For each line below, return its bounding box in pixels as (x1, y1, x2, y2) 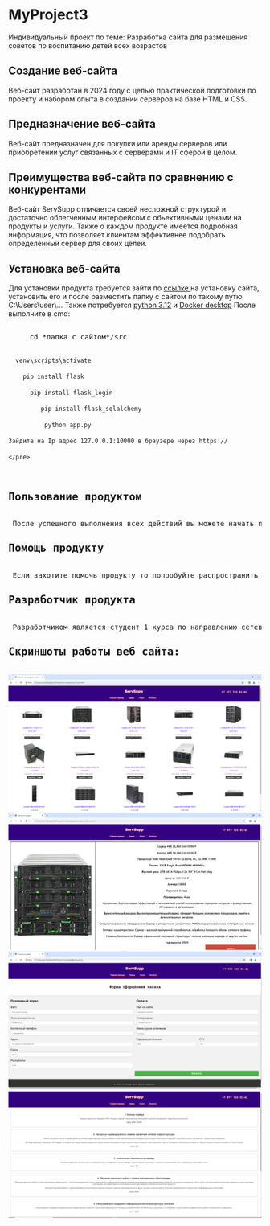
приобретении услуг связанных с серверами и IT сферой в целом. (8, 147, 238, 157)
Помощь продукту (8, 541, 104, 555)
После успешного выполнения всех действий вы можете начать (12, 519, 255, 528)
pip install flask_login (29, 389, 113, 397)
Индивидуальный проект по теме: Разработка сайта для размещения (8, 32, 248, 42)
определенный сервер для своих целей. (8, 239, 147, 249)
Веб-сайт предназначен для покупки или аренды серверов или (8, 138, 227, 148)
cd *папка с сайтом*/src (29, 332, 128, 342)
